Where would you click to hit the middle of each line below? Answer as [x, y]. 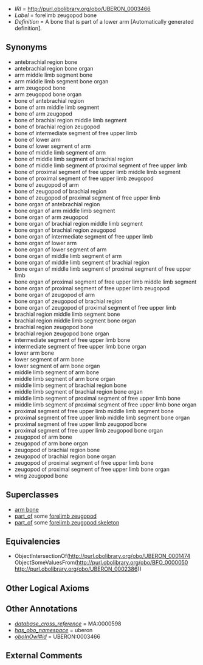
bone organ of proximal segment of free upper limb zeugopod [92, 288]
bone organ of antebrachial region [57, 204]
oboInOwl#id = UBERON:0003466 [57, 636]
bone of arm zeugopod [43, 113]
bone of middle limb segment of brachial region [74, 159]
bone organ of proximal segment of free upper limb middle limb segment [105, 282]
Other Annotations [42, 609]
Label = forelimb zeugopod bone [56, 15]
